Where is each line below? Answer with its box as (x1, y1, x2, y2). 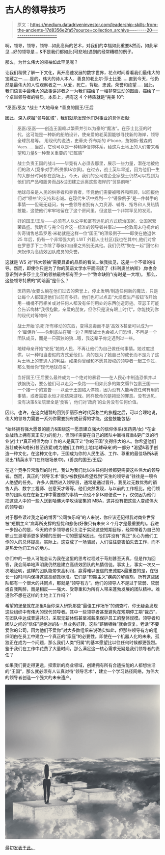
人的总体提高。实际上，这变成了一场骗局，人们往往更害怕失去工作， (13, 538, 151, 545)
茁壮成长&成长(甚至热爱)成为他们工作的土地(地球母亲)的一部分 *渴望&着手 (5, 444, 154, 450)
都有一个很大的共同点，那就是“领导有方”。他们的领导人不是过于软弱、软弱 (9, 580, 160, 586)
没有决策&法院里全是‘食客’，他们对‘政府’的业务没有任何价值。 (17, 399, 141, 405)
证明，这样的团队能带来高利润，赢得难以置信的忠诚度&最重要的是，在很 (13, 567, 159, 573)
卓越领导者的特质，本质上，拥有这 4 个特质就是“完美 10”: (9, 94, 124, 100)
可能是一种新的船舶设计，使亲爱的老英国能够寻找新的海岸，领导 (30, 131, 160, 137)
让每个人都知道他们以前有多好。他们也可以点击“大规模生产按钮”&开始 (17, 294, 157, 300)
